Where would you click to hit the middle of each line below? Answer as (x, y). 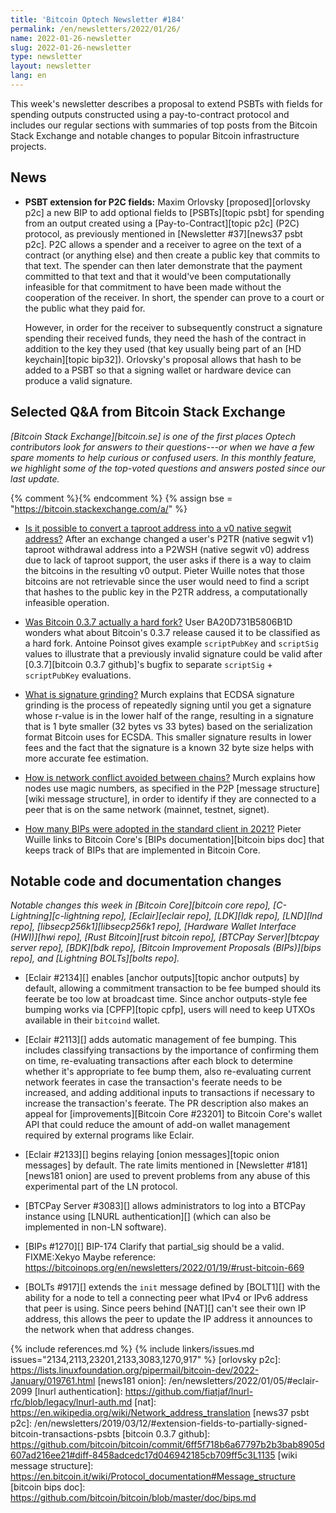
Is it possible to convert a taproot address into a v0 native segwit (158, 528)
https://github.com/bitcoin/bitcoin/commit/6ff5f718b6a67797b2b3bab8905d (167, 1445)
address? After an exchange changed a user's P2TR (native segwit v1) (169, 538)
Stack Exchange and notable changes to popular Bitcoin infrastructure (155, 135)
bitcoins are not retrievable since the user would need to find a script (167, 581)
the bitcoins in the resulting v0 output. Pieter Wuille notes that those (164, 570)
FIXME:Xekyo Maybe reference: (90, 1257)
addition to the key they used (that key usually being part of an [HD (163, 348)
